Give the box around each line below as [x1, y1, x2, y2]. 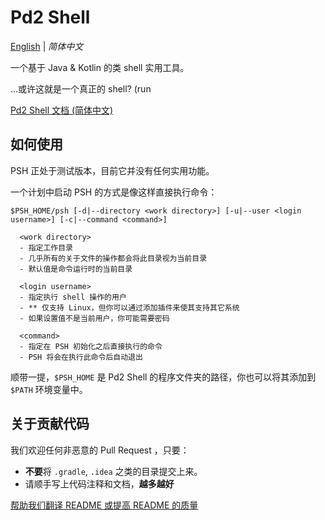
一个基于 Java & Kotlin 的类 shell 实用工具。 [10, 61, 190, 73]
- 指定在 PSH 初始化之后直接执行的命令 [19, 341, 163, 351]
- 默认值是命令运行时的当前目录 [19, 264, 133, 274]
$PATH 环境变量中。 [10, 383, 88, 395]
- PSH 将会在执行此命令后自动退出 [19, 352, 143, 362]
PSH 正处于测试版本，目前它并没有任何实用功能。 [10, 164, 215, 176]
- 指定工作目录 [19, 242, 73, 253]
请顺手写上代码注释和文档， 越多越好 [24, 477, 175, 490]
